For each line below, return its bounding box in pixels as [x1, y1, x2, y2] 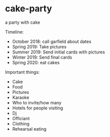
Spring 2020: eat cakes [12, 59, 60, 65]
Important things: [5, 69, 40, 75]
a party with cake [5, 19, 40, 25]
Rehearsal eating [12, 126, 47, 132]
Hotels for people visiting [12, 105, 63, 111]
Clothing [12, 121, 29, 127]
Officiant [12, 115, 30, 121]
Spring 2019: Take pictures [12, 44, 67, 49]
